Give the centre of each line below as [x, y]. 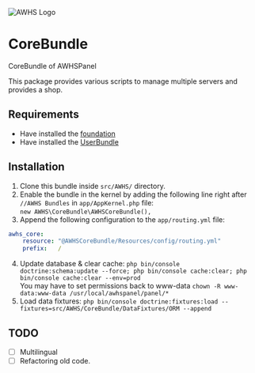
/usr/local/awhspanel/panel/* [120, 294]
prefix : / [42, 249]
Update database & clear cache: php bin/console [100, 264]
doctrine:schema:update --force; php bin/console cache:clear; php [133, 271]
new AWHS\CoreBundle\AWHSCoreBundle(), [86, 212]
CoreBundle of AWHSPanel [52, 66]
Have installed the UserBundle [69, 141]
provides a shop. [36, 89]
